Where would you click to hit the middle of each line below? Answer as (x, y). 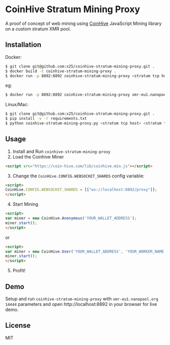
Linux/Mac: (17, 105)
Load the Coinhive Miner (38, 156)
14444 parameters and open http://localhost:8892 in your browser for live (81, 304)
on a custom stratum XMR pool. (38, 28)
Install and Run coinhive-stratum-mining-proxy (61, 151)
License (18, 325)
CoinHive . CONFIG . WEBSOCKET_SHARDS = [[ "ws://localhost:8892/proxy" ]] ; (81, 190)
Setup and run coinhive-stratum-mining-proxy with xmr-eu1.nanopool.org (82, 299)
